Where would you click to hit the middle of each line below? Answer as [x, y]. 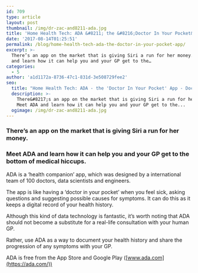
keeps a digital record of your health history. [60, 205]
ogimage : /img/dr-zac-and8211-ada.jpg [59, 110]
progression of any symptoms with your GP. [60, 246]
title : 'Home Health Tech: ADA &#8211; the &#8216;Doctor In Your [89, 34]
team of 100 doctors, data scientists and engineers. [68, 180]
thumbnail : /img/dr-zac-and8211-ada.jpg [57, 28]
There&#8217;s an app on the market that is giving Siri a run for [101, 99]
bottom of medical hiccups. [46, 162]
